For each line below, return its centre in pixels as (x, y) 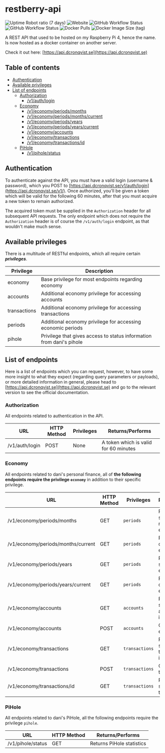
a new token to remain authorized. (40, 201)
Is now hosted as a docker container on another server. (61, 42)
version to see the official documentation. (47, 393)
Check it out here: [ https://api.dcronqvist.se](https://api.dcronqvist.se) (76, 52)
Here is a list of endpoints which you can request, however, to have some (79, 372)
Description (99, 271)
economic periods (62, 328)
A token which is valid (127, 443)
